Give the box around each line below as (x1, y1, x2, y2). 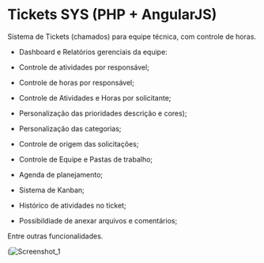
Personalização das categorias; (18, 124, 122, 133)
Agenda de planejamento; (18, 170, 104, 179)
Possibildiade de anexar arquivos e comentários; (18, 215, 178, 225)
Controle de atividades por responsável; (18, 62, 149, 72)
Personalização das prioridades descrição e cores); (18, 109, 187, 118)
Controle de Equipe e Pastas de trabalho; (18, 154, 153, 164)
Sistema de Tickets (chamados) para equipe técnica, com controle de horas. (7, 32, 257, 41)
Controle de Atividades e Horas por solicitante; (18, 93, 172, 102)
